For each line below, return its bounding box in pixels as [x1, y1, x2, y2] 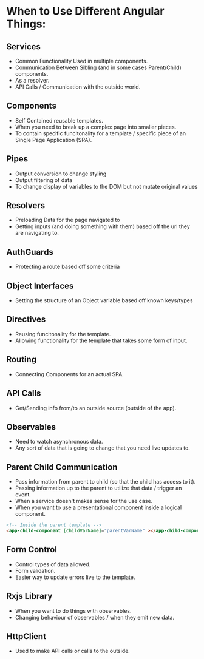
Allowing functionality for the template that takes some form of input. [15, 337, 188, 344]
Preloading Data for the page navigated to [15, 217, 120, 224]
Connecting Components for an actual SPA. [15, 370, 124, 377]
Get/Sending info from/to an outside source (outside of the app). [15, 404, 177, 411]
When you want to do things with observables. [15, 607, 132, 614]
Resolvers [6, 200, 46, 211]
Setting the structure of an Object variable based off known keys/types [15, 297, 193, 304]
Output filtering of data [15, 176, 73, 183]
